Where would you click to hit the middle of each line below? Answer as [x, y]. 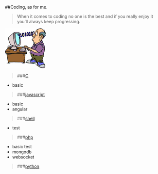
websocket [23, 157]
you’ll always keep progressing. [49, 22]
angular [20, 109]
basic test [22, 147]
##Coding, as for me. [26, 7]
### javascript [31, 95]
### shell [26, 119]
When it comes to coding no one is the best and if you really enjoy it [85, 16]
